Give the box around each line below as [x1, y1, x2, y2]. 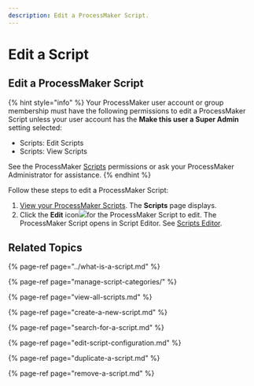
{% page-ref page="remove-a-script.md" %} [8, 369, 155, 378]
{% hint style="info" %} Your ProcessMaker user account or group [8, 98, 224, 107]
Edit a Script [8, 45, 89, 63]
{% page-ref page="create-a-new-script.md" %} [8, 308, 167, 317]
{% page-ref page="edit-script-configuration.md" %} [8, 338, 182, 347]
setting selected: [8, 123, 63, 132]
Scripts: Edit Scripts [19, 138, 84, 147]
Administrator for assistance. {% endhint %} [8, 170, 152, 180]
